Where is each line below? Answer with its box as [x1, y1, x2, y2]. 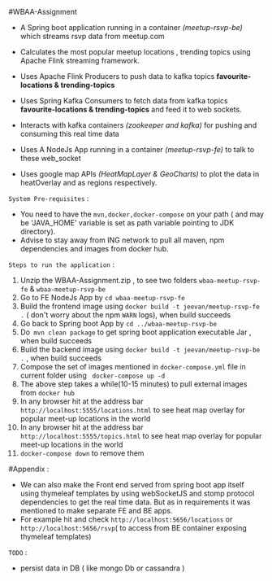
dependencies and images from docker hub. [19, 244, 169, 253]
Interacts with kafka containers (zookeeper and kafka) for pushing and [19, 120, 257, 129]
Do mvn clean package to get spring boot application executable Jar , [19, 327, 252, 337]
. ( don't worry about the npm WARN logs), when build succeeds [19, 310, 231, 320]
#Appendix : [8, 464, 50, 474]
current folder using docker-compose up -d [19, 370, 166, 380]
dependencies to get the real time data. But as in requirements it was [19, 497, 251, 507]
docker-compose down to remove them [19, 448, 145, 458]
